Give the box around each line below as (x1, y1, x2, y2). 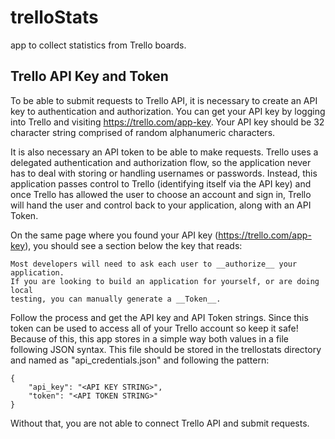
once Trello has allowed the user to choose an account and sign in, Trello (10, 188, 312, 200)
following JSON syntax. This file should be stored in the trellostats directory (10, 343, 322, 355)
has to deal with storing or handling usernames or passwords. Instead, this (10, 167, 318, 179)
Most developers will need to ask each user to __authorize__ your (10, 259, 298, 269)
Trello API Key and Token (10, 68, 169, 85)
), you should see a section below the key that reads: (24, 239, 243, 251)
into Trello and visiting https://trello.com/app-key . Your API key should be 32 (10, 116, 325, 128)
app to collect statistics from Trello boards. (10, 39, 187, 51)
